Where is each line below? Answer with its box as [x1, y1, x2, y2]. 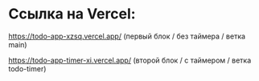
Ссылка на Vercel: [8, 5, 136, 23]
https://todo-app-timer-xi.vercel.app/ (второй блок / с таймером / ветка [8, 55, 252, 65]
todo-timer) [8, 63, 47, 73]
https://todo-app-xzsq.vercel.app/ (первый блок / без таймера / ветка [8, 31, 246, 41]
